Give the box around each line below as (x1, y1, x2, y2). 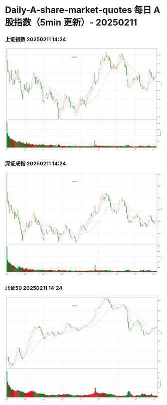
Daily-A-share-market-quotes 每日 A (5, 4, 161, 16)
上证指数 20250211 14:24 (5, 36, 66, 43)
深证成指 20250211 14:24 (5, 160, 66, 167)
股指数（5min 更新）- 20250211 (5, 17, 137, 28)
